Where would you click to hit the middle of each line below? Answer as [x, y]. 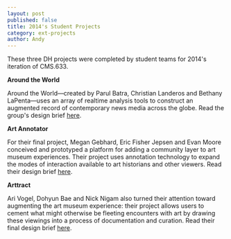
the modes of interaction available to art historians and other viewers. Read [114, 164]
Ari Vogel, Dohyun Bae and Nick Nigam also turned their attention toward [111, 199]
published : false [32, 20]
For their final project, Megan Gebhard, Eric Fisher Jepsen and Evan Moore [114, 142]
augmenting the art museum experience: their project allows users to [106, 206]
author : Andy [26, 39]
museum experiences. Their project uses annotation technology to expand [114, 157]
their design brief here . [40, 172]
